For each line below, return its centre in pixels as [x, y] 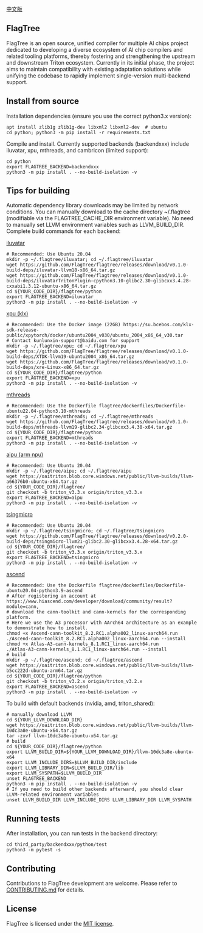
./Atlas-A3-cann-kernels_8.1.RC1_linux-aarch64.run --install [87, 649]
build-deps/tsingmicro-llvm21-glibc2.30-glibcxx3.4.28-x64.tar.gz [92, 542]
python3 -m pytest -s [34, 850]
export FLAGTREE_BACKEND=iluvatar [50, 297]
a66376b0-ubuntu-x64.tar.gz [42, 482]
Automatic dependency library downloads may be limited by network [93, 206]
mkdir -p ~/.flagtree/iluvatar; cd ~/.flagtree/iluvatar [80, 260]
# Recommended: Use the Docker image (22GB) [64, 325]
